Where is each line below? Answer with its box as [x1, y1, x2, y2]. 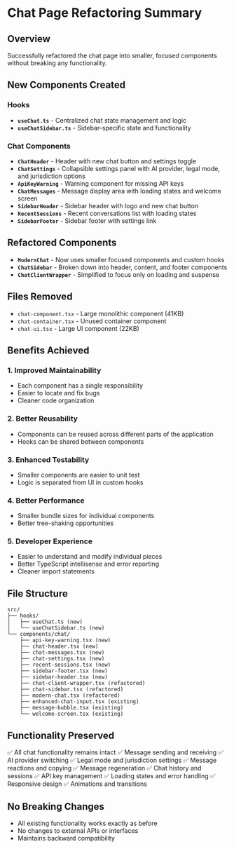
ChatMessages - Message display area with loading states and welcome [17, 186, 222, 195]
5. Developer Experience [7, 536, 93, 546]
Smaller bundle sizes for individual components [17, 512, 155, 520]
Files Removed [7, 291, 73, 303]
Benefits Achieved [7, 345, 90, 356]
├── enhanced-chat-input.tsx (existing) [20, 698, 139, 705]
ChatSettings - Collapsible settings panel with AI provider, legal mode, [17, 164, 221, 172]
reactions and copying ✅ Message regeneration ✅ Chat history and [7, 764, 202, 773]
